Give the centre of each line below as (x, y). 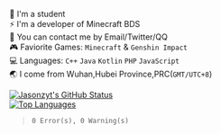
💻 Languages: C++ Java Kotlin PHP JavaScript (95, 60)
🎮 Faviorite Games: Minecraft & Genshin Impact (98, 47)
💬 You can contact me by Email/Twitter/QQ (89, 37)
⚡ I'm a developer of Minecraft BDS (75, 24)
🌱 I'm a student (37, 14)
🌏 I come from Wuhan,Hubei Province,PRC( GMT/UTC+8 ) (111, 74)
